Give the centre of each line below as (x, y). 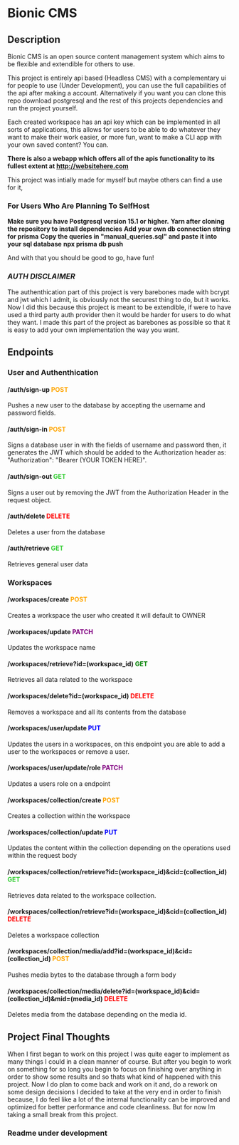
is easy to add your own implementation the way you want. (94, 330)
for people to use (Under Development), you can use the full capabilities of (117, 86)
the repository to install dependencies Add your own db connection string (119, 229)
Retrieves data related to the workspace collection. (82, 895)
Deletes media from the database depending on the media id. (97, 1015)
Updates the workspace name (52, 648)
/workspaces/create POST (47, 599)
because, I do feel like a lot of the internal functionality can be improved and (119, 1099)
